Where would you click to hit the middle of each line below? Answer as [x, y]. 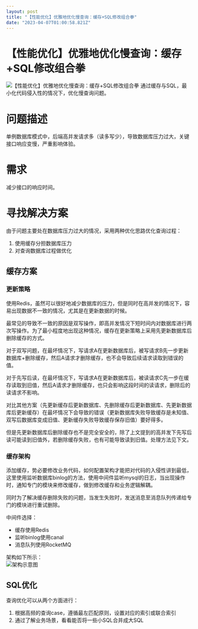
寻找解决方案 [37, 213]
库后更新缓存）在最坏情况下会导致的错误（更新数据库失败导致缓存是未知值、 [99, 412]
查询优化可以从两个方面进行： [42, 600]
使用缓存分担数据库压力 [43, 243]
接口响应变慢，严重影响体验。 [42, 144]
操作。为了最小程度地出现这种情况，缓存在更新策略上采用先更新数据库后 [104, 330]
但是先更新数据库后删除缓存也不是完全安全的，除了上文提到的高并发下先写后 [99, 432]
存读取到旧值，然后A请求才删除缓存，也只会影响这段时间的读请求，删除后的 [98, 385]
